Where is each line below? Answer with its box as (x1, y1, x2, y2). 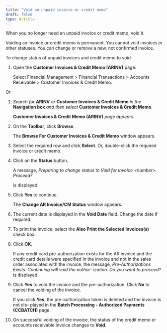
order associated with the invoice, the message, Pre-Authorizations (12, 261, 151, 267)
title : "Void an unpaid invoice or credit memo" (5, 7, 108, 12)
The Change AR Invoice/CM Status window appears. (12, 201, 123, 207)
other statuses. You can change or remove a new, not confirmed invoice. (5, 45, 155, 51)
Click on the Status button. (12, 158, 69, 164)
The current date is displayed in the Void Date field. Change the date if (12, 211, 158, 217)
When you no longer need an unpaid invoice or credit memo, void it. (5, 30, 145, 36)
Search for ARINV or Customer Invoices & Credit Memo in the (12, 99, 141, 105)
